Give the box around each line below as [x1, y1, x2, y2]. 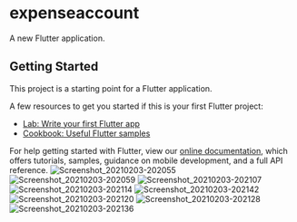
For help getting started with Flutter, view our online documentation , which [9, 145, 289, 156]
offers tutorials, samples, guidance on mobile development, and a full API [9, 155, 283, 166]
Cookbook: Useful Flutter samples [22, 128, 151, 139]
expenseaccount [9, 3, 140, 24]
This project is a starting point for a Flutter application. [9, 82, 213, 93]
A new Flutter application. [9, 33, 105, 43]
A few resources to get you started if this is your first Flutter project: [9, 101, 263, 111]
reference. [9, 164, 48, 175]
